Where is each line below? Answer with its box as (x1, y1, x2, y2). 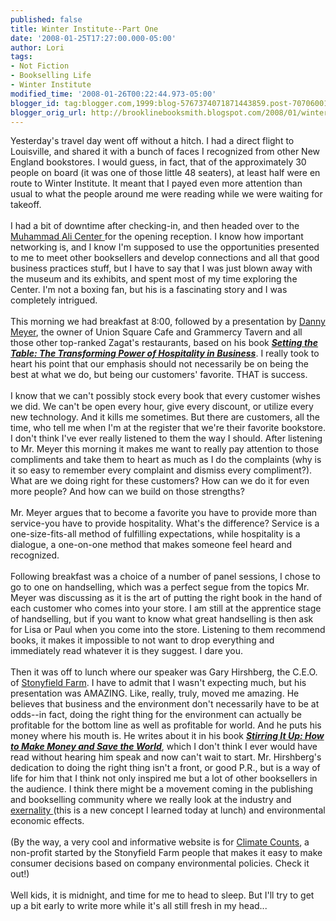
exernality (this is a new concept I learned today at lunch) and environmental (10, 804, 326, 816)
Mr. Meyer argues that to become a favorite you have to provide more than (10, 507, 318, 519)
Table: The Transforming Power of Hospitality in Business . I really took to (10, 347, 320, 360)
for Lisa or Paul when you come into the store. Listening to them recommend (10, 624, 326, 636)
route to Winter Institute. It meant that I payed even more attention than (10, 177, 303, 190)
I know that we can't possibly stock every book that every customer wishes (10, 390, 321, 402)
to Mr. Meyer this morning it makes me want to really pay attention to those (10, 443, 320, 455)
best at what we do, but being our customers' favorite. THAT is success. (10, 369, 308, 381)
